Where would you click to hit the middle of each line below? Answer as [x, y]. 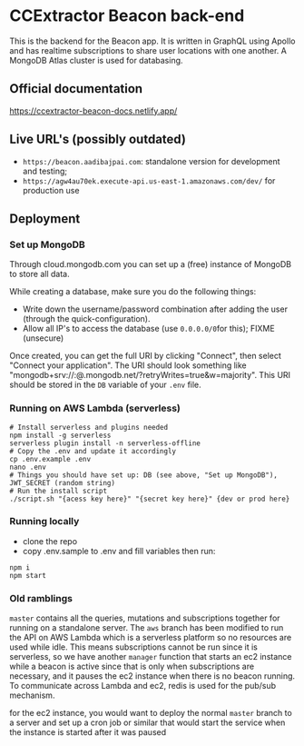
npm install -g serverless [60, 435]
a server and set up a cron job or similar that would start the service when [147, 722]
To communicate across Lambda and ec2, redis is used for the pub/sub [143, 686]
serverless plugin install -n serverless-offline [105, 443]
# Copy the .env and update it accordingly [93, 451]
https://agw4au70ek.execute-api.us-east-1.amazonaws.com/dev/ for [149, 180]
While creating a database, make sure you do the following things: [133, 292]
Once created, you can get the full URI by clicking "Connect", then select [145, 356]
